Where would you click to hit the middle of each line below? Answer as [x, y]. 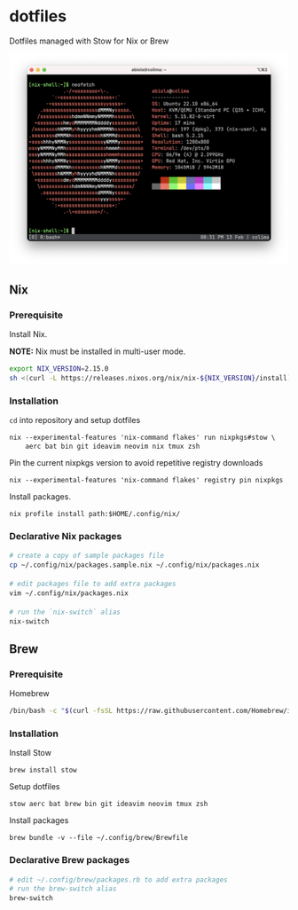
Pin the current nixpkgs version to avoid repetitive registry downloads [136, 463]
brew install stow [43, 770]
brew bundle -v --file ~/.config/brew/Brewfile [99, 838]
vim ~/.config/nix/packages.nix [69, 593]
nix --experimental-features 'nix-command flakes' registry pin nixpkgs [146, 481]
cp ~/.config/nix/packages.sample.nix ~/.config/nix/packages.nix [134, 565]
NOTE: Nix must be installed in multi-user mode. [98, 351]
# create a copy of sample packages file [87, 556]
